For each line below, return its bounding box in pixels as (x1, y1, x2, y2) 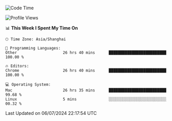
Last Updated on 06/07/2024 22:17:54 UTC (5, 110, 97, 116)
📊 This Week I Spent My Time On (5, 25, 78, 31)
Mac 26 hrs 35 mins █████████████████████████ (5, 88, 167, 93)
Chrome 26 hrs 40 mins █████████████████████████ (5, 68, 167, 73)
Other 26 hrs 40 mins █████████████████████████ (5, 50, 167, 55)
